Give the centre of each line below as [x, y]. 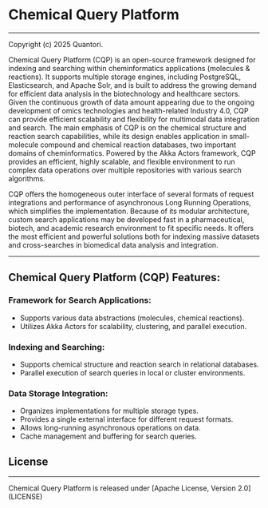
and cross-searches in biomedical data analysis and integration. [113, 244]
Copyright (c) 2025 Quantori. [56, 44]
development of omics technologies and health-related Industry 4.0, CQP [128, 110]
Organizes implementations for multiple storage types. [109, 411]
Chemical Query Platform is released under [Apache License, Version [122, 488]
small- [239, 136]
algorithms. [27, 178]
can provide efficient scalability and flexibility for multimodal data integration [134, 119]
